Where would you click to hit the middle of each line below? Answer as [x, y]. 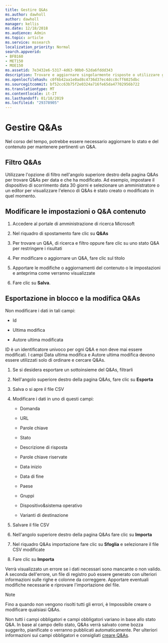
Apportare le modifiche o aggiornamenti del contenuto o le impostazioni [86, 268]
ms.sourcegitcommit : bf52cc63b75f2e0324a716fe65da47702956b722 [72, 84]
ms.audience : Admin [25, 33]
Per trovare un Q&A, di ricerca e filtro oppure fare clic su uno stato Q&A [86, 243]
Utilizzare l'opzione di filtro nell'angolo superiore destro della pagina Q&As [82, 174]
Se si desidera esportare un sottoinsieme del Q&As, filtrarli [73, 370]
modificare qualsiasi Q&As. [33, 609]
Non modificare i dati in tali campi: [40, 310]
